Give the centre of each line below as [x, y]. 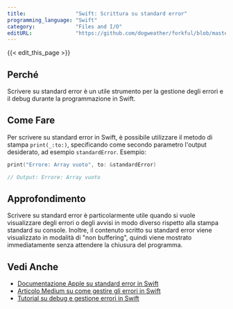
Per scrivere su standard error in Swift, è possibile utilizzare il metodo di [110, 137]
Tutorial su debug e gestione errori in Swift [78, 299]
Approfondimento [46, 199]
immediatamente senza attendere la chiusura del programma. [95, 245]
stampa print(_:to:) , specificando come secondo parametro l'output [107, 144]
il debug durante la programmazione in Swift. [71, 99]
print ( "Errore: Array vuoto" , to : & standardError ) [82, 165]
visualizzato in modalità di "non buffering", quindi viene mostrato [100, 237]
